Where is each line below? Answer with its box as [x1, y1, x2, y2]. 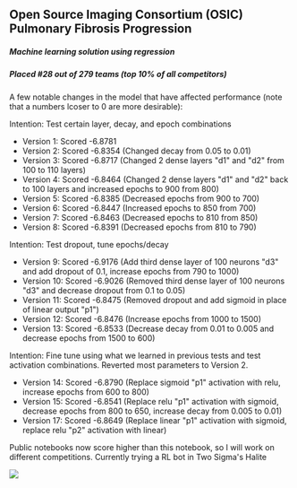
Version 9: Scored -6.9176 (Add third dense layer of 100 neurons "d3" [21, 256, 279, 267]
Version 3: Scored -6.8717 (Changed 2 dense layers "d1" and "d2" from [21, 154, 284, 165]
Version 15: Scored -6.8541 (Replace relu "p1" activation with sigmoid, [21, 396, 279, 406]
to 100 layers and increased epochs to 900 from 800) [21, 183, 219, 194]
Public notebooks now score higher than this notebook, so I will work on [9, 441, 275, 452]
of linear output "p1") [21, 304, 100, 315]
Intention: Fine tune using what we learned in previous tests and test [9, 350, 261, 361]
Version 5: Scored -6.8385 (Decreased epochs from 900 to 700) [21, 193, 260, 204]
